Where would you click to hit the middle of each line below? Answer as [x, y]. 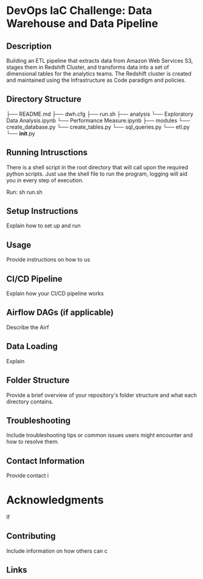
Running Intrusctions [47, 153]
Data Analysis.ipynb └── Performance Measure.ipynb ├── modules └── [98, 120]
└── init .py [21, 133]
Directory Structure [44, 99]
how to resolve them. [33, 442]
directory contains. [30, 401]
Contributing [31, 536]
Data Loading [32, 346]
